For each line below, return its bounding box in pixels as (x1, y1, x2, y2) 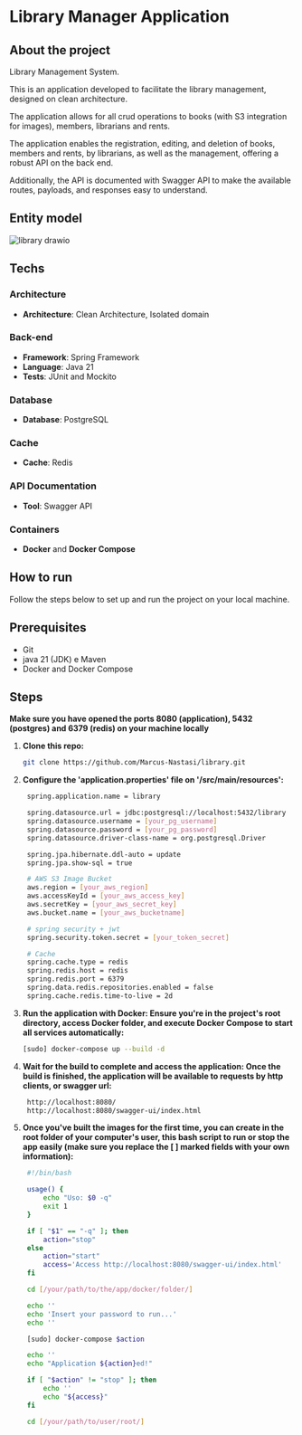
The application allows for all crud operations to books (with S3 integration (9, 111, 288, 121)
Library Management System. (9, 66, 120, 77)
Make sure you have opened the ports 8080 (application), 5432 (9, 713, 253, 725)
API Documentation (9, 480, 98, 492)
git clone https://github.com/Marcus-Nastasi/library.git (22, 758, 246, 767)
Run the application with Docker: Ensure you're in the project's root (22, 1007, 281, 1019)
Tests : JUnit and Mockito (22, 371, 118, 382)
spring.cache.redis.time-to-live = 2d (26, 991, 174, 1001)
